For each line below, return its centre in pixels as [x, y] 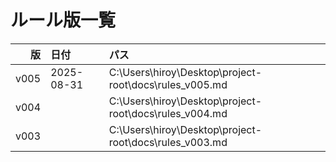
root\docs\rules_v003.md [168, 142]
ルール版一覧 [63, 20]
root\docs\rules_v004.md [168, 113]
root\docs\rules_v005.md [168, 84]
